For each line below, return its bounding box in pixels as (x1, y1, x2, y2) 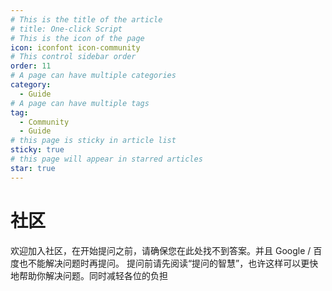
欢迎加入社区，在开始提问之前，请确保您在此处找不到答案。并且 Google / (10, 244, 312, 256)
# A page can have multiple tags (10, 98, 150, 108)
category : (10, 80, 52, 90)
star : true (10, 163, 56, 173)
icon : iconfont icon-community (10, 42, 141, 53)
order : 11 (10, 61, 52, 71)
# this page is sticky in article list (10, 136, 177, 146)
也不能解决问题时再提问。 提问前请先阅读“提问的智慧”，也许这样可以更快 (18, 257, 319, 269)
